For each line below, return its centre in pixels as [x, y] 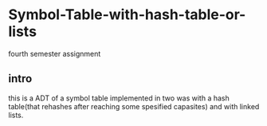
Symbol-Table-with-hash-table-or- [127, 15]
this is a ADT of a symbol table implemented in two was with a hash [119, 98]
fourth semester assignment [55, 53]
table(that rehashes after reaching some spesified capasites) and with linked [134, 106]
